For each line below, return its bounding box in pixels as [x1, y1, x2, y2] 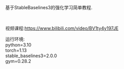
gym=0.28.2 [5, 58, 31, 64]
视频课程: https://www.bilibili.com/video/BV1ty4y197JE [5, 25, 119, 31]
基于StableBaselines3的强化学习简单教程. [5, 5, 93, 10]
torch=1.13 [5, 48, 27, 53]
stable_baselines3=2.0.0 [5, 53, 57, 59]
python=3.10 [5, 42, 32, 48]
